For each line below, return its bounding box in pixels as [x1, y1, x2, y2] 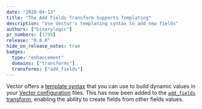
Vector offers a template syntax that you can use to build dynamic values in [6, 83, 196, 90]
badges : [6, 49, 26, 55]
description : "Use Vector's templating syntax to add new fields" [6, 20, 179, 26]
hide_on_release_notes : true [6, 43, 81, 50]
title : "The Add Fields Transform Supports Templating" [6, 15, 151, 21]
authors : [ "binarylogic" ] [6, 26, 72, 32]
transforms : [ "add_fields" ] [12, 66, 84, 72]
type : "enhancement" [12, 55, 64, 61]
